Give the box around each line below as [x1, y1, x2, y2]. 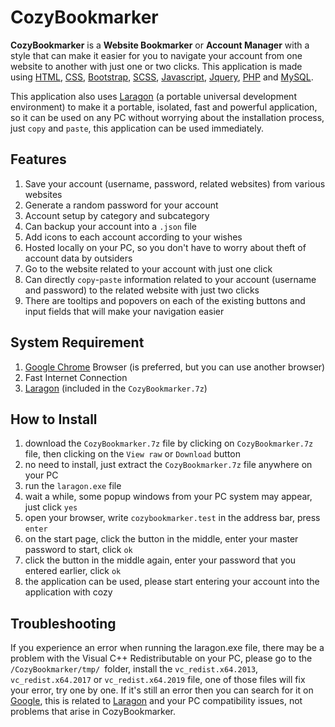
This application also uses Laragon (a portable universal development [10, 90, 297, 102]
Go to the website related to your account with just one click [24, 262, 273, 275]
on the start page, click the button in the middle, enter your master [24, 533, 299, 545]
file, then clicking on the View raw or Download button [24, 448, 241, 460]
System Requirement [10, 334, 145, 351]
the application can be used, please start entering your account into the [24, 576, 320, 588]
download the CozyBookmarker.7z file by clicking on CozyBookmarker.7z [24, 437, 314, 450]
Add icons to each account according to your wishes [24, 231, 243, 243]
